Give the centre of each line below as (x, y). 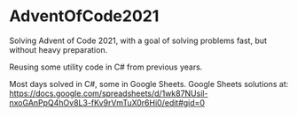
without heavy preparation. (59, 49)
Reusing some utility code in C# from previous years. (106, 67)
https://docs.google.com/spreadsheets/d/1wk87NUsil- (109, 93)
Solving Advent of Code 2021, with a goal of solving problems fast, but (138, 40)
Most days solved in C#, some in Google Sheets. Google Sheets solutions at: (149, 84)
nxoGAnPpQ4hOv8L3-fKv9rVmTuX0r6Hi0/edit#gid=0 (107, 102)
